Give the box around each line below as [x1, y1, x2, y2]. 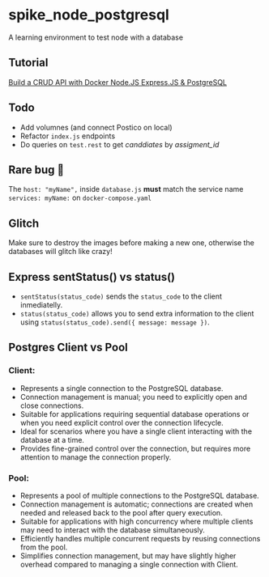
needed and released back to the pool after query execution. [19, 507, 223, 517]
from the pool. [19, 542, 68, 552]
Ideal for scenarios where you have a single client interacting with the [19, 426, 253, 436]
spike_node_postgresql [8, 6, 170, 24]
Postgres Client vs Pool [8, 341, 128, 354]
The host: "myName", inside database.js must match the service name [8, 185, 244, 194]
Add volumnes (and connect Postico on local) [19, 122, 173, 132]
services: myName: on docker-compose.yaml [8, 193, 152, 203]
